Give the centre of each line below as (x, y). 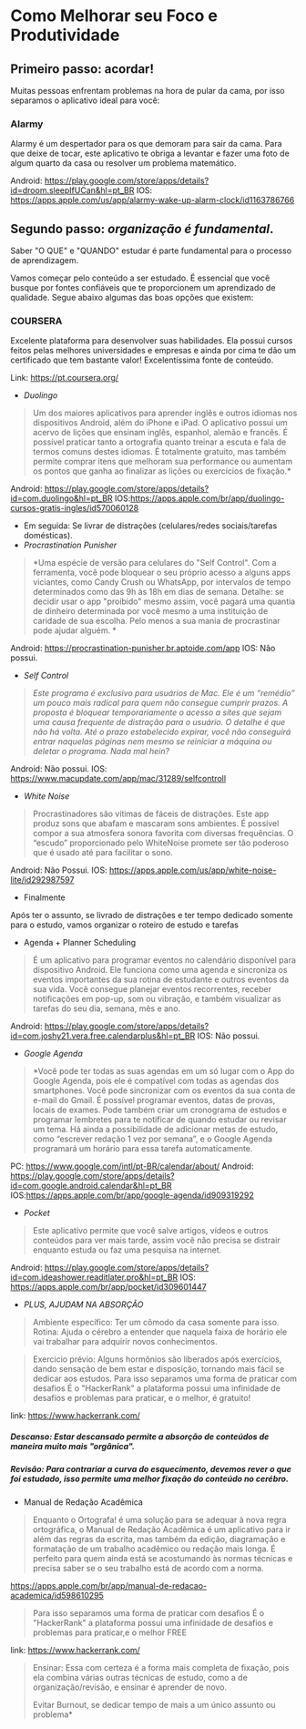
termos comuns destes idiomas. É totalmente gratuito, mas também (159, 452)
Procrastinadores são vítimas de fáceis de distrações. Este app (151, 814)
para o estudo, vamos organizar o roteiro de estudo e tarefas (125, 925)
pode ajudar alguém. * (75, 630)
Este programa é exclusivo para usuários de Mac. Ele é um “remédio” (163, 693)
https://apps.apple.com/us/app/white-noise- (193, 870)
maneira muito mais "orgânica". (73, 1446)
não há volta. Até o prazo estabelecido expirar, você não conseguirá (162, 732)
